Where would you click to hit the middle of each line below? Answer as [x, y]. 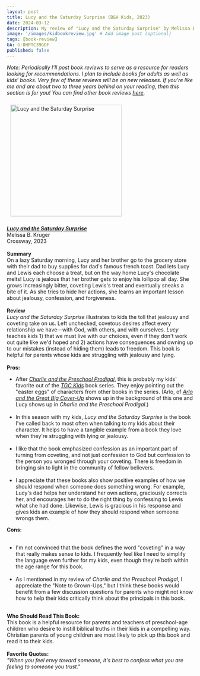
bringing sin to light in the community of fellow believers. [85, 467]
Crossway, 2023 [27, 241]
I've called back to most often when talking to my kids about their [95, 423]
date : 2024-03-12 [28, 23]
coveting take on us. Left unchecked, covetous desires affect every [89, 323]
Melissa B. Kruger [28, 234]
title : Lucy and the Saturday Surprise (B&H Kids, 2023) [79, 17]
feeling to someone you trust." [44, 666]
